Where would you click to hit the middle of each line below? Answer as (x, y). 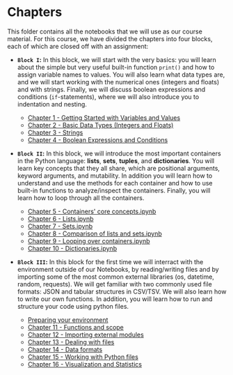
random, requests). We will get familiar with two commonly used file (114, 284)
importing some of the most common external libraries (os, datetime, (115, 277)
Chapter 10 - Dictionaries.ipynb (72, 248)
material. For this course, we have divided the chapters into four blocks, (110, 38)
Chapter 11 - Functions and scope (75, 327)
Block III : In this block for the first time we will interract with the (110, 261)
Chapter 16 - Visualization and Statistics (85, 364)
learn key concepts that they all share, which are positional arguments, (119, 168)
